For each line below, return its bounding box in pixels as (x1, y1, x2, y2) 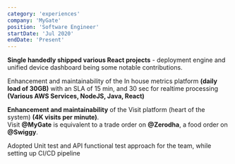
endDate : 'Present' (7, 37, 65, 44)
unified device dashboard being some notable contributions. (7, 63, 183, 72)
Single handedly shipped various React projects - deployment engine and (7, 56, 226, 64)
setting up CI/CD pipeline (7, 149, 80, 158)
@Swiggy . (7, 128, 39, 137)
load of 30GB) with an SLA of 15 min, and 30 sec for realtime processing (7, 84, 219, 93)
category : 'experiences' (7, 10, 80, 18)
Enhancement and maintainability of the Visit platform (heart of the (7, 106, 205, 114)
